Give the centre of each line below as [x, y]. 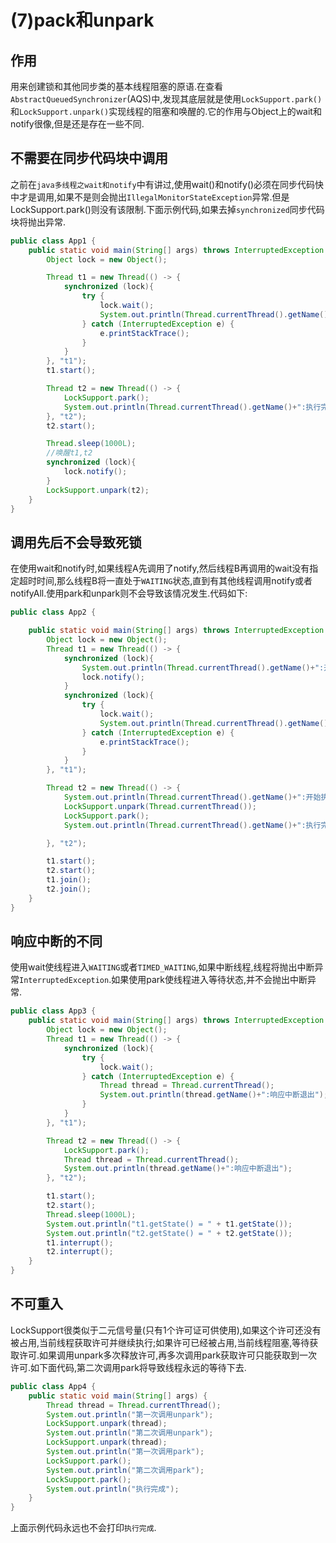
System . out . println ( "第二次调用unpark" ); [130, 1433]
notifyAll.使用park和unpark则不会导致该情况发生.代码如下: [129, 593]
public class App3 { [53, 1011]
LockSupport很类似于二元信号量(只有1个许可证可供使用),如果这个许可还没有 [166, 1330]
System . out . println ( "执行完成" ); [113, 1489]
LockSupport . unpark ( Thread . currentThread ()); [160, 806]
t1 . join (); [69, 880]
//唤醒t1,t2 [69, 453]
